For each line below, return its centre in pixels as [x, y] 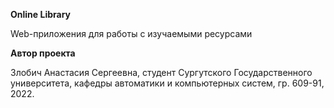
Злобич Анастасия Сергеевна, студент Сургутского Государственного [161, 72]
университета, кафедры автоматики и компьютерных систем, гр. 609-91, [167, 83]
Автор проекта [43, 53]
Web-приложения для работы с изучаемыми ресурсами [131, 33]
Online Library [40, 14]
